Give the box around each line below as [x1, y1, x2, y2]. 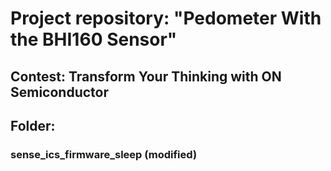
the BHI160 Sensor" [10, 28, 178, 51]
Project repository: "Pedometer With [10, 7, 322, 30]
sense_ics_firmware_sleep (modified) [10, 147, 198, 161]
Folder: [10, 117, 56, 134]
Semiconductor [10, 83, 110, 101]
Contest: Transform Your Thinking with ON [10, 68, 282, 85]
